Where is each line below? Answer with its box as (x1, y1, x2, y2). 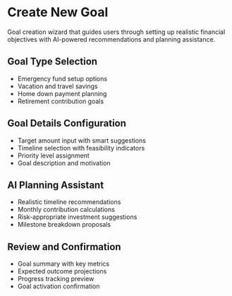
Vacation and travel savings (17, 82, 98, 90)
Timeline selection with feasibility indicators (17, 143, 145, 152)
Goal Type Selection (7, 56, 97, 68)
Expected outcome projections (17, 267, 107, 276)
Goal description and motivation (17, 158, 111, 167)
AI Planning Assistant (7, 179, 104, 191)
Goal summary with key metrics (17, 259, 110, 268)
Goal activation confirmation (17, 282, 100, 290)
